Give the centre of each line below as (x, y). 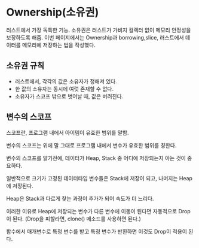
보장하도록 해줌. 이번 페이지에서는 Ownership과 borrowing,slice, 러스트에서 (95, 37)
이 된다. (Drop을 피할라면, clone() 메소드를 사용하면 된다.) (74, 219)
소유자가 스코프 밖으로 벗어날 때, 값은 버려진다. (69, 96)
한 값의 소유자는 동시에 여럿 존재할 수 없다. (64, 89)
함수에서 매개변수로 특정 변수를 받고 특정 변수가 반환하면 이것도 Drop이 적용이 (97, 231)
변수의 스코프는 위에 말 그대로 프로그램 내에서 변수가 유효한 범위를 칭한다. (91, 145)
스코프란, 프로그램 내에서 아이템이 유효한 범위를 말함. (68, 132)
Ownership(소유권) (53, 12)
